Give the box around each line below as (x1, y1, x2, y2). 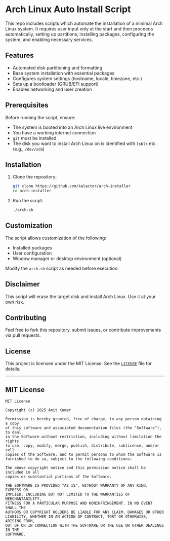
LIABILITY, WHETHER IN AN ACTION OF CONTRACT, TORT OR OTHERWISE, (5, 514, 148, 519)
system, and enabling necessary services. (5, 37, 93, 43)
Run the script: (12, 198, 44, 204)
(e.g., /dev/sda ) (12, 146, 45, 152)
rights (5, 439, 19, 444)
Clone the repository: (12, 174, 57, 180)
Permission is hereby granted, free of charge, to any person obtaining (5, 417, 162, 422)
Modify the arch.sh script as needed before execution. (5, 265, 119, 271)
